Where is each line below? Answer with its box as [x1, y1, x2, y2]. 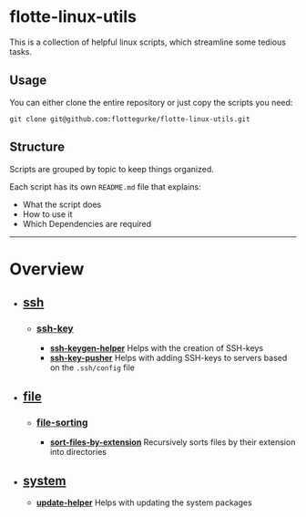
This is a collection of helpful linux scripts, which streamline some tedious [9, 36, 287, 47]
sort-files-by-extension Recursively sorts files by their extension [49, 437, 296, 448]
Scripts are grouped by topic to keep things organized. [9, 163, 214, 174]
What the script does [22, 199, 102, 210]
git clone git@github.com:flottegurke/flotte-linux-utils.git [9, 114, 250, 124]
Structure [9, 140, 66, 155]
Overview [9, 258, 85, 279]
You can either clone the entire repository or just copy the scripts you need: [9, 97, 293, 108]
